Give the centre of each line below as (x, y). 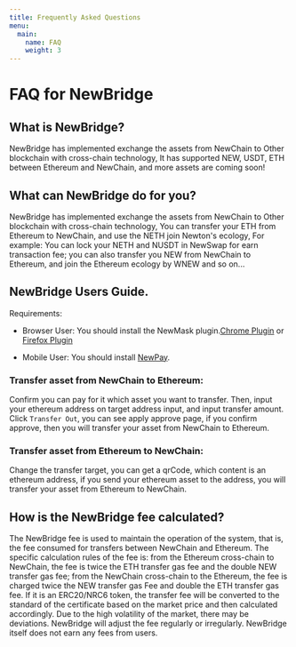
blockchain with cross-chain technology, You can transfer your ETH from (143, 226)
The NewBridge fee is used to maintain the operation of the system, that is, (147, 539)
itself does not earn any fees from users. (84, 633)
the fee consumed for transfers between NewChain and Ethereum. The (139, 548)
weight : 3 (44, 51)
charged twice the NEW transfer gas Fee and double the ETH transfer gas (144, 586)
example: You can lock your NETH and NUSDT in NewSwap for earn (134, 244)
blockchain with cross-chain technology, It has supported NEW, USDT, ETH (147, 158)
